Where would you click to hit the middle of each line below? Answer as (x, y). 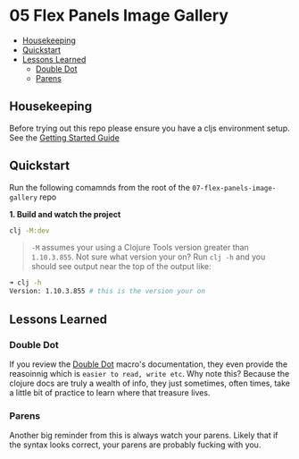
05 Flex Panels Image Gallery (119, 16)
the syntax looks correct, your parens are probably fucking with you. (135, 445)
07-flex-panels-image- (234, 188)
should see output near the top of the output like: (121, 267)
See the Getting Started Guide (65, 137)
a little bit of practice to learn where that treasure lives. (110, 392)
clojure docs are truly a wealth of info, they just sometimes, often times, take (149, 383)
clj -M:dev (29, 230)
